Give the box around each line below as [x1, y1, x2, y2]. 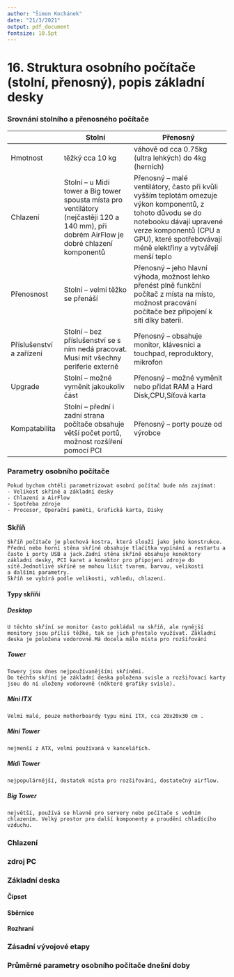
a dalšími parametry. [7, 569, 70, 576]
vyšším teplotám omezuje [133, 190, 218, 200]
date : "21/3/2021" [7, 17, 61, 24]
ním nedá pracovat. [63, 344, 127, 353]
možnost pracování [133, 297, 197, 307]
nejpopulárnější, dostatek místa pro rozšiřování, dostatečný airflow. [7, 777, 219, 784]
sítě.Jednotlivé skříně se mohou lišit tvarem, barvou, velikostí [7, 563, 204, 570]
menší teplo [133, 251, 172, 261]
